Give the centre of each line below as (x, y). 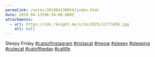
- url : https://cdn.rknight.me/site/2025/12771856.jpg (70, 24)
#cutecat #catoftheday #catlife (38, 49)
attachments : (19, 19)
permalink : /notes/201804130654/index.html (52, 10)
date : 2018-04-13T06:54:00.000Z (40, 15)
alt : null (25, 29)
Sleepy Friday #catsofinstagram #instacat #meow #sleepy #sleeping (77, 43)
